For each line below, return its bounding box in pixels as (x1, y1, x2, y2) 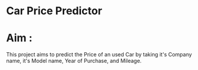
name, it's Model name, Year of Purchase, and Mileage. (6, 58, 142, 65)
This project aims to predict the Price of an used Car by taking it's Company (6, 51, 192, 58)
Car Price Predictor (6, 4, 102, 18)
